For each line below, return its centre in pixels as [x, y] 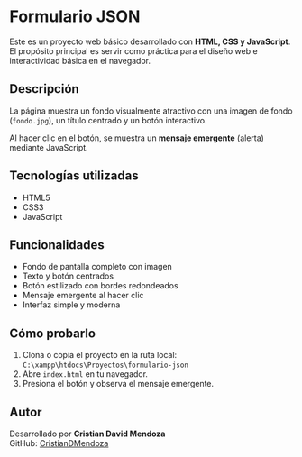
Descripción [44, 89]
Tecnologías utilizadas [74, 176]
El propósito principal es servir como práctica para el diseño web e [134, 50]
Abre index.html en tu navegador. [85, 374]
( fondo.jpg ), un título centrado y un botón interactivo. [108, 120]
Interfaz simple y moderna [71, 305]
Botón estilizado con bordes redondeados [100, 286]
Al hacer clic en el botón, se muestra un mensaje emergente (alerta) [137, 138]
